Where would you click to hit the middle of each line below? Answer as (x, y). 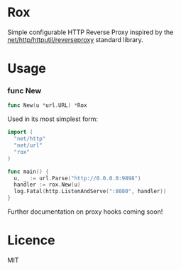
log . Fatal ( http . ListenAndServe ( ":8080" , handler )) (90, 192)
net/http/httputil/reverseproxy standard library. (75, 39)
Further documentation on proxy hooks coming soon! (85, 212)
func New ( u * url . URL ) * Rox (47, 105)
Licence (31, 240)
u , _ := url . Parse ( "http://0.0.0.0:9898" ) (77, 178)
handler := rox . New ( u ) (47, 185)
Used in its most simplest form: (53, 119)
